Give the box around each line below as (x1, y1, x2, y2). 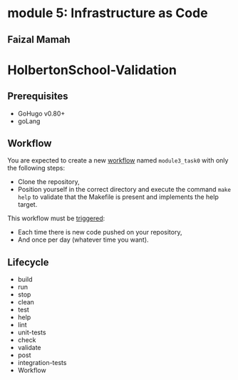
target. (17, 200, 38, 209)
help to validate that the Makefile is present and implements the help (17, 192, 219, 201)
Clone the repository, (17, 178, 80, 186)
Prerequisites (7, 91, 68, 103)
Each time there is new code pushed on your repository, (17, 228, 182, 237)
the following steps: (7, 164, 66, 173)
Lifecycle (7, 256, 49, 268)
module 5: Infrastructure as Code (7, 5, 208, 21)
